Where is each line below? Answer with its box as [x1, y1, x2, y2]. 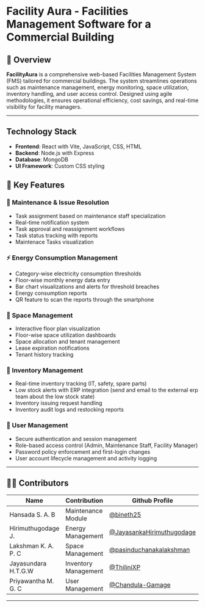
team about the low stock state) [15, 393, 95, 401]
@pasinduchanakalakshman [109, 545, 190, 554]
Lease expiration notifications [15, 344, 90, 352]
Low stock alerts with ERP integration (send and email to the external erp [15, 387, 198, 394]
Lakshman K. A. [9, 542, 54, 550]
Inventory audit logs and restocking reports [15, 406, 124, 413]
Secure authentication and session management [15, 435, 137, 442]
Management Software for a [6, 17, 151, 31]
